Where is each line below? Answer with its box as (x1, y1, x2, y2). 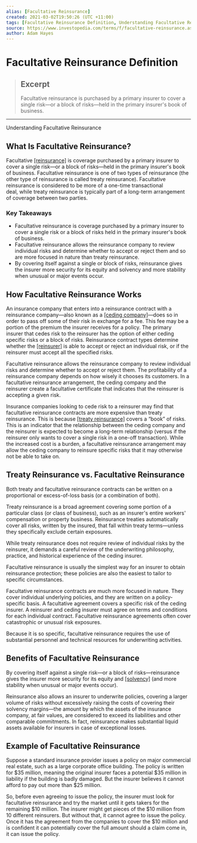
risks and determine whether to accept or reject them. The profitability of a (6, 366, 187, 374)
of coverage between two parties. (6, 194, 88, 201)
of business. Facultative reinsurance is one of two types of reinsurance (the (6, 169, 189, 176)
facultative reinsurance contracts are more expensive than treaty (6, 409, 163, 416)
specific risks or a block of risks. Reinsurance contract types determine (6, 336, 179, 344)
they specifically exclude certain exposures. (6, 528, 113, 535)
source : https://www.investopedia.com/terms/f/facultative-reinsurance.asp (6, 25, 195, 31)
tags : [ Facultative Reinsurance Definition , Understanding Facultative (6, 19, 185, 25)
